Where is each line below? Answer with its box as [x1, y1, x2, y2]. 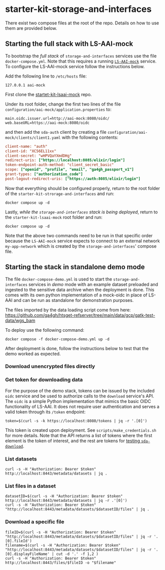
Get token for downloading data [5, 377, 83, 383]
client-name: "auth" [5, 144, 48, 149]
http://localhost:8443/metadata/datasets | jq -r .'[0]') [5, 498, 127, 503]
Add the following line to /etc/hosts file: [5, 73, 87, 79]
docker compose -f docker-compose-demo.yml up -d [5, 337, 110, 342]
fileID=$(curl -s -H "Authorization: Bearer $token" [5, 530, 116, 535]
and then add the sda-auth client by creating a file [5, 129, 107, 135]
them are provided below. [5, 25, 57, 31]
